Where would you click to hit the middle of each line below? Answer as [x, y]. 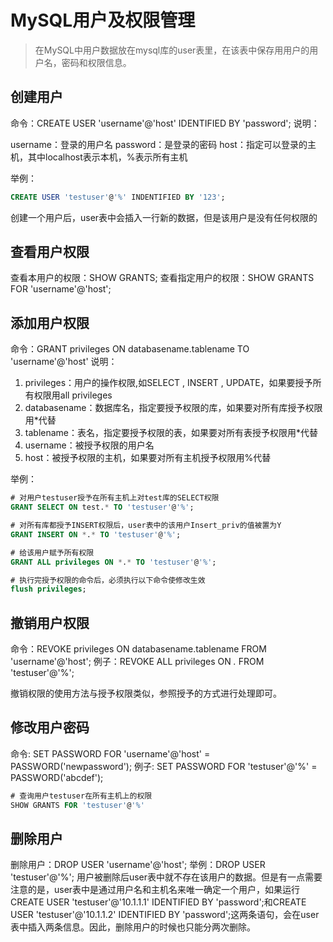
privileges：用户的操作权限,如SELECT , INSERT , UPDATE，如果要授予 [168, 383]
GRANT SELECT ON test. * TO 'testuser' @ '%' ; [102, 507]
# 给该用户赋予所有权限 [52, 552]
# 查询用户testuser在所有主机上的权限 [81, 796]
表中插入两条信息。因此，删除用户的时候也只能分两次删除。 [133, 927]
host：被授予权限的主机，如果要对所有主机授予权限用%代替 [148, 458]
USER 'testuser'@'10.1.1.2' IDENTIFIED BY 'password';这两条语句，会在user [165, 915]
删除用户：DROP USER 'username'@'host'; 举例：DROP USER [138, 865]
